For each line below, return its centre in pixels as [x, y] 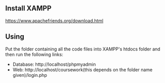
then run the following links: [34, 54]
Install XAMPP [28, 8]
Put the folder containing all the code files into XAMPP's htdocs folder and [83, 49]
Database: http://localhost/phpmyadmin [54, 64]
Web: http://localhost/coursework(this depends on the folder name [82, 70]
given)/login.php [30, 75]
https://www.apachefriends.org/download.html [54, 20]
